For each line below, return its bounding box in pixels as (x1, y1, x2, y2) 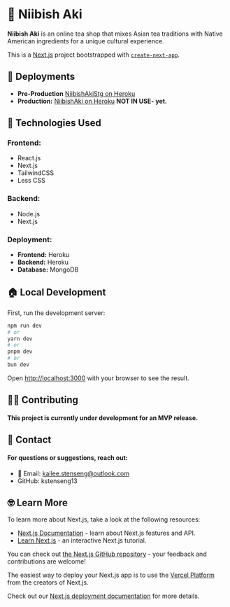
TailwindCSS (17, 169, 55, 177)
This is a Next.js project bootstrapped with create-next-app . (7, 50, 180, 59)
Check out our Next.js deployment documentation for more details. (7, 592, 200, 601)
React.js (17, 154, 41, 162)
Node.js (17, 209, 41, 218)
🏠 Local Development (7, 286, 106, 298)
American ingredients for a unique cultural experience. (7, 36, 164, 45)
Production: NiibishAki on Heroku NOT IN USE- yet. (17, 97, 168, 105)
